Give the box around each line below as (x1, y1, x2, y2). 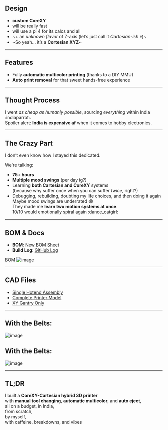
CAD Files (5, 276, 36, 285)
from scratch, (5, 408, 33, 415)
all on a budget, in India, (5, 403, 55, 409)
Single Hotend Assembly (12, 289, 63, 295)
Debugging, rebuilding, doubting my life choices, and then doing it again (12, 193, 161, 199)
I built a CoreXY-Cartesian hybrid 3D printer (5, 393, 98, 399)
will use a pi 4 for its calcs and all (12, 28, 81, 34)
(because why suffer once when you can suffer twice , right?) (12, 188, 138, 194)
